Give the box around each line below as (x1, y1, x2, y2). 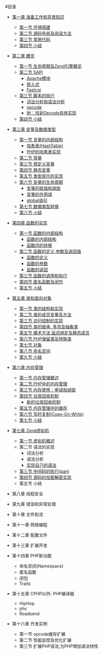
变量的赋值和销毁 (26, 186, 61, 191)
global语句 (26, 198, 47, 203)
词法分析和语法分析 (26, 99, 65, 104)
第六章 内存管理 (12, 364, 44, 370)
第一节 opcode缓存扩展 (19, 631, 66, 637)
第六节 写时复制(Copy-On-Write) (19, 412, 84, 417)
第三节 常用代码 (19, 36, 51, 42)
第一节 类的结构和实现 (19, 306, 63, 311)
